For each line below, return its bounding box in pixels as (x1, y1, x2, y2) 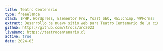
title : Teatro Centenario (5, 7, 57, 12)
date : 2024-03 (5, 39, 34, 44)
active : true (5, 34, 32, 39)
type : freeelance (5, 12, 40, 17)
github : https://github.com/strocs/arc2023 (5, 25, 95, 30)
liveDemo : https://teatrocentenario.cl (5, 30, 86, 34)
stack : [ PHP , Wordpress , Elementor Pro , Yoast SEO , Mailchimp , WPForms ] (5, 16, 155, 21)
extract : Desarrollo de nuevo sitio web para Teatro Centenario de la (5, 20, 151, 26)
